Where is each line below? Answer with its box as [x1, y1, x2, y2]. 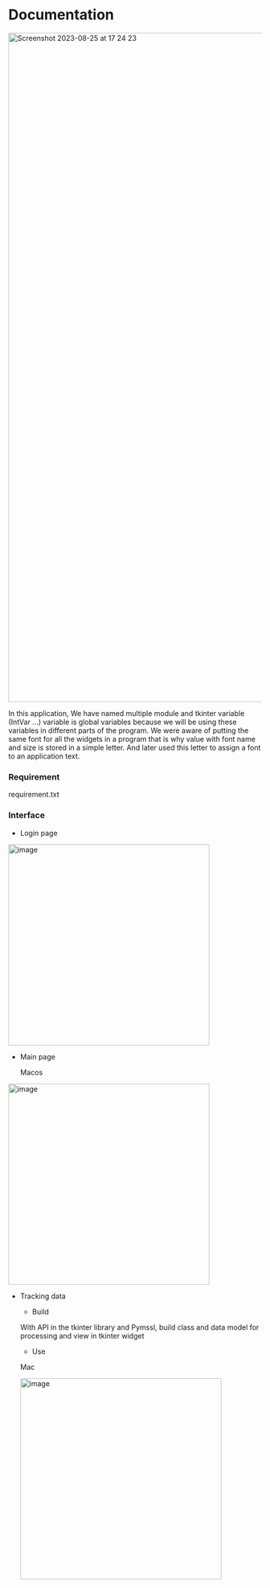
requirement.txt [8, 790, 60, 800]
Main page [19, 1051, 56, 1061]
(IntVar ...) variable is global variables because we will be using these [8, 717, 237, 726]
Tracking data [19, 1291, 66, 1301]
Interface [8, 810, 46, 821]
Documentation [8, 6, 115, 24]
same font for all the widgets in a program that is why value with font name [8, 734, 256, 743]
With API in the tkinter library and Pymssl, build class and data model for [19, 1322, 260, 1332]
